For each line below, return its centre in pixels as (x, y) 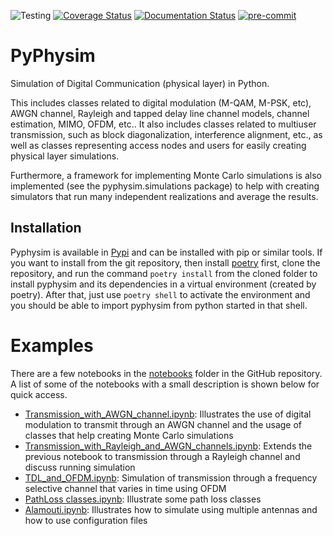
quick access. (39, 394)
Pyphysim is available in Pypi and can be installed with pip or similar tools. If (166, 252)
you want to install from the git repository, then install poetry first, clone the (165, 262)
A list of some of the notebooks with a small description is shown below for (165, 384)
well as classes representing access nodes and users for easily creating (158, 145)
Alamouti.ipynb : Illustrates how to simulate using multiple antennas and (171, 509)
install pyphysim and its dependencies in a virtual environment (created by (163, 284)
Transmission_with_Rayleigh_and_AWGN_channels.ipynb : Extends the (168, 446)
